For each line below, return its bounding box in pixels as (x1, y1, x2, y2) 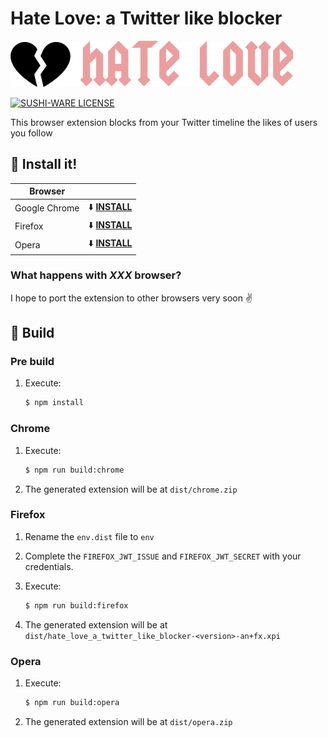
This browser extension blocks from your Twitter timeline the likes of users (10, 116, 318, 128)
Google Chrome (14, 202, 80, 214)
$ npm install (24, 398, 84, 408)
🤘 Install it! (10, 156, 78, 173)
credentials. (24, 560, 74, 572)
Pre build (10, 355, 55, 369)
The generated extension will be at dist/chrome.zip (24, 483, 238, 495)
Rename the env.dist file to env (24, 530, 155, 542)
